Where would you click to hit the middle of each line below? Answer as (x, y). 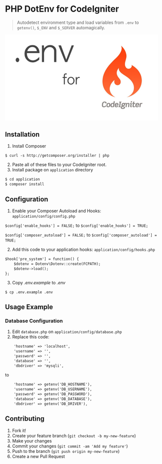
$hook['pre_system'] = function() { (42, 259)
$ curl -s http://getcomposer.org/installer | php (57, 156)
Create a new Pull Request (39, 456)
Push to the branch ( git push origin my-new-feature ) (66, 451)
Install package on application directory (52, 170)
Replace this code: (31, 336)
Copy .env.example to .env (39, 283)
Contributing (25, 419)
